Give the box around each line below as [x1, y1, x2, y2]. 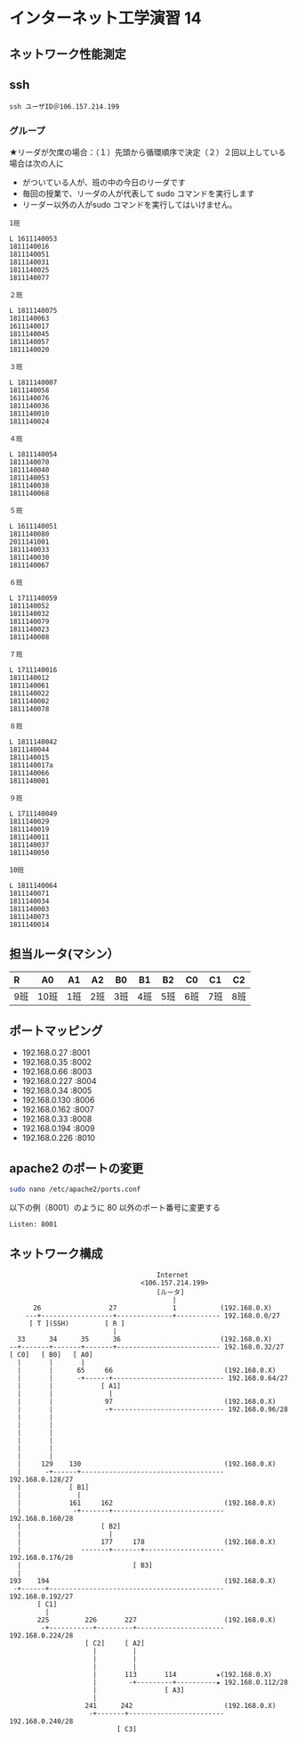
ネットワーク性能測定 [9, 46, 126, 62]
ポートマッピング [9, 1022, 103, 1039]
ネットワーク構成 [9, 1246, 103, 1261]
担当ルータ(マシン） [9, 947, 119, 962]
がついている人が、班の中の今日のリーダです [21, 177, 187, 187]
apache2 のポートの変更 [9, 1161, 144, 1176]
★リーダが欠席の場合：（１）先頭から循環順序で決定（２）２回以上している [9, 146, 286, 157]
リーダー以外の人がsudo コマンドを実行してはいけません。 [21, 199, 237, 209]
